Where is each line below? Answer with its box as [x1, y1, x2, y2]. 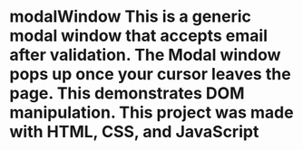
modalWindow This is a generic [9, 6, 252, 27]
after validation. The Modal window [9, 45, 281, 65]
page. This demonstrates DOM [9, 83, 245, 104]
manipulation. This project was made [9, 102, 294, 123]
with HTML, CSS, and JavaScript [9, 122, 259, 142]
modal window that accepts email [9, 25, 268, 46]
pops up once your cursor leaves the [9, 64, 292, 85]
